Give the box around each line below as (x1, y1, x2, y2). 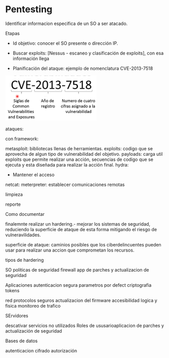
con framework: (5, 135, 39, 142)
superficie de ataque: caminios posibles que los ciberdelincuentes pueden (5, 241, 161, 247)
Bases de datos (5, 338, 38, 344)
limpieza (5, 191, 23, 197)
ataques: (5, 126, 24, 132)
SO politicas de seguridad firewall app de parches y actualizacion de (5, 266, 149, 273)
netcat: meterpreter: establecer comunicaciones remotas (5, 181, 125, 187)
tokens (5, 287, 20, 293)
